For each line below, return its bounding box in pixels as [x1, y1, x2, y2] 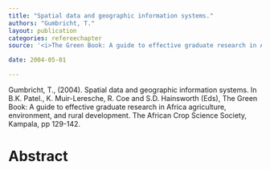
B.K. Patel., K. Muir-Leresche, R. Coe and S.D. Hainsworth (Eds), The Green [8, 94, 258, 103]
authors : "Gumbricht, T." [8, 19, 95, 27]
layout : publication [8, 26, 78, 34]
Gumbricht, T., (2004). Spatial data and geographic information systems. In [8, 85, 257, 95]
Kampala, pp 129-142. [8, 119, 81, 128]
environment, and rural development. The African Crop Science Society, [8, 111, 247, 120]
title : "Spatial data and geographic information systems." [8, 11, 215, 20]
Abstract [8, 148, 68, 165]
